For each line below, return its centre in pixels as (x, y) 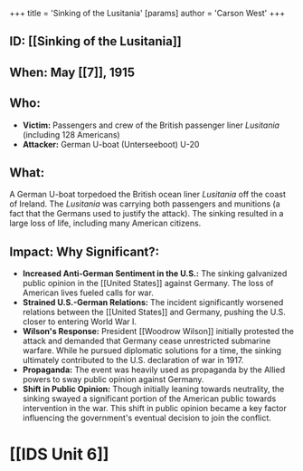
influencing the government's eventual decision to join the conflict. (147, 418)
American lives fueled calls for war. (88, 293)
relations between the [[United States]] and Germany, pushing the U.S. (154, 312)
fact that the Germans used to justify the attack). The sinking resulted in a (147, 214)
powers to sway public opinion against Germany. (113, 380)
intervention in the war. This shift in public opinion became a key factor (154, 409)
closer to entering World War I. (80, 322)
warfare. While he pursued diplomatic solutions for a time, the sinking (152, 351)
